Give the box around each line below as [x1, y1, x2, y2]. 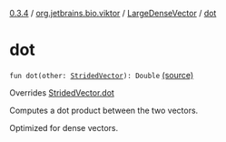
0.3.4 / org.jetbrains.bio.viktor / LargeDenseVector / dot [9, 8, 217, 18]
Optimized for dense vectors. [9, 122, 119, 133]
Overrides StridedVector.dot [9, 86, 115, 98]
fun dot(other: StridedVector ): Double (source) [9, 69, 194, 80]
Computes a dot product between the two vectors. [9, 105, 199, 116]
